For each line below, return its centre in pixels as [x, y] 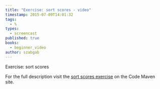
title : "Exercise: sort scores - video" [48, 10]
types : [12, 29]
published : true [22, 38]
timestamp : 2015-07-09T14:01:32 [39, 15]
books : [12, 43]
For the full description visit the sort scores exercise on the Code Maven [80, 76]
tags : [11, 19]
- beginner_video [28, 48]
